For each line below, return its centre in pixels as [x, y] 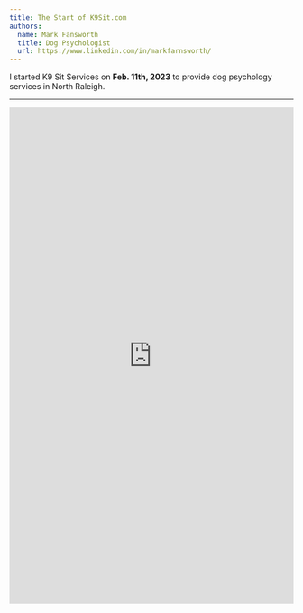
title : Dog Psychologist [64, 43]
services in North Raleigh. [57, 87]
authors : [26, 26]
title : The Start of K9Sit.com [68, 18]
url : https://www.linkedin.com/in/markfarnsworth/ [115, 51]
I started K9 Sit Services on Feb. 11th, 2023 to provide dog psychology [141, 77]
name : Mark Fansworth [58, 34]
